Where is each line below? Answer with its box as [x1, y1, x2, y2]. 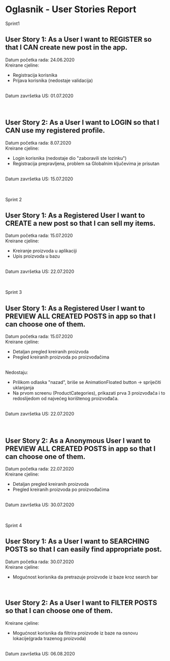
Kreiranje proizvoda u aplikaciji [12, 248, 77, 254]
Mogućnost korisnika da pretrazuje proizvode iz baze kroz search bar [12, 574, 158, 580]
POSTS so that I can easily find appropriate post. [5, 545, 162, 554]
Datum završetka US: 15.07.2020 [5, 176, 74, 182]
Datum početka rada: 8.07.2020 [5, 140, 72, 146]
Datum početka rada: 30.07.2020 [5, 559, 75, 565]
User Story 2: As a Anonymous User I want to [5, 436, 151, 445]
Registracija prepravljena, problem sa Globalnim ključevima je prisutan [12, 160, 160, 167]
